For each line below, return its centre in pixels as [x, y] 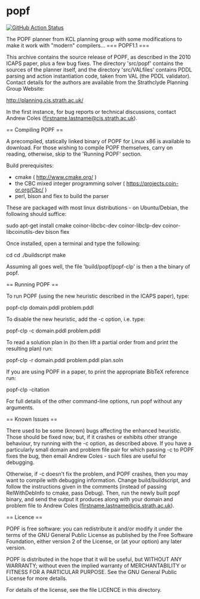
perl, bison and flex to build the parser [62, 196]
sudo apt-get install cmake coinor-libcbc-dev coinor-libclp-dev [84, 226]
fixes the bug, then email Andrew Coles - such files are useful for [86, 456]
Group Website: [25, 88]
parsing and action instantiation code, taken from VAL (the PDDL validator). [99, 76]
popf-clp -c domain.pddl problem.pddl [53, 331]
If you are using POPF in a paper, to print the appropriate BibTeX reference [98, 372]
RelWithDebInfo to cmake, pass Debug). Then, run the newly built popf [93, 493]
